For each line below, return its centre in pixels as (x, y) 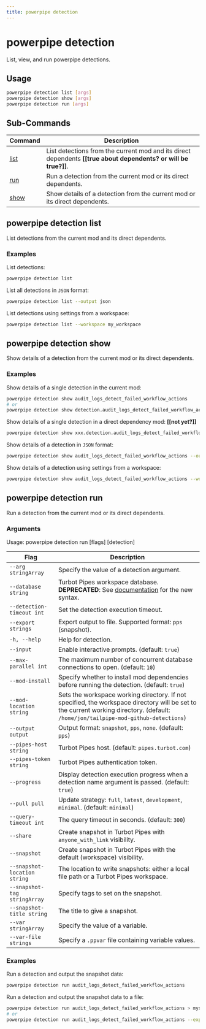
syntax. (69, 597)
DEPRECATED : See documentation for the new (125, 590)
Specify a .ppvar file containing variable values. (126, 940)
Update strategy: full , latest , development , (120, 800)
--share (21, 836)
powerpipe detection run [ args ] (48, 104)
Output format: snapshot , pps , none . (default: (121, 728)
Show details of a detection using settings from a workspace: (84, 468)
